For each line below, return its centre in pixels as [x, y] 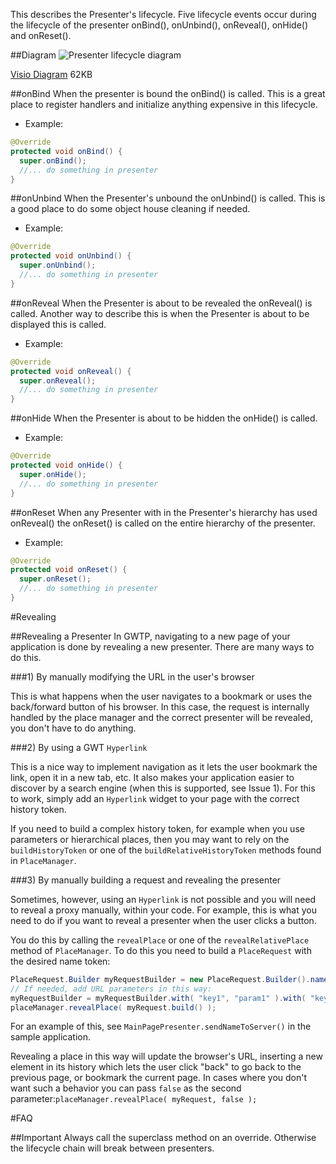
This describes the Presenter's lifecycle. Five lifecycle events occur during [163, 14]
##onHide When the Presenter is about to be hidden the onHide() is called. [164, 418]
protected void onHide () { [66, 465]
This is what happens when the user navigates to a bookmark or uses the [161, 696]
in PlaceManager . [43, 860]
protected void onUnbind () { [71, 256]
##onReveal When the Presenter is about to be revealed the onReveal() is [161, 303]
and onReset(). [41, 35]
